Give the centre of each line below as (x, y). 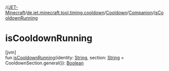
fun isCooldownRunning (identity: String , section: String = (65, 57)
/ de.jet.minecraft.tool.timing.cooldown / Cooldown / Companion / (90, 13)
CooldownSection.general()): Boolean (45, 63)
